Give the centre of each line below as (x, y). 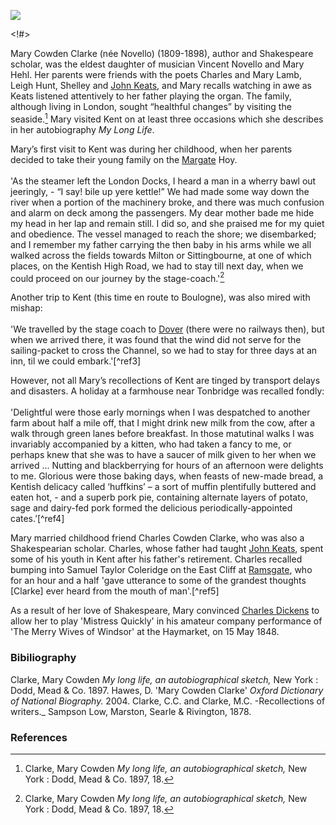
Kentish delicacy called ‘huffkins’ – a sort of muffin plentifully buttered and (163, 487)
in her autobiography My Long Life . (82, 129)
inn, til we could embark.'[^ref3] (76, 361)
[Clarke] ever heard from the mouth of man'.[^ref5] (115, 591)
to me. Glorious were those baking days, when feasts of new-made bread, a (167, 476)
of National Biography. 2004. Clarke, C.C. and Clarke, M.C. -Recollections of (168, 701)
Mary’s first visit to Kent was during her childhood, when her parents (151, 149)
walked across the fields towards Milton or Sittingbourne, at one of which (161, 255)
